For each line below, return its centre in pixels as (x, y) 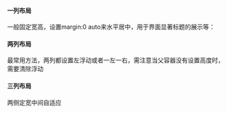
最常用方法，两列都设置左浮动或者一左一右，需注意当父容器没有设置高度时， (116, 60)
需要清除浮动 (25, 69)
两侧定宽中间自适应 (34, 102)
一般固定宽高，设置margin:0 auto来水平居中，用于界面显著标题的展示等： (111, 27)
